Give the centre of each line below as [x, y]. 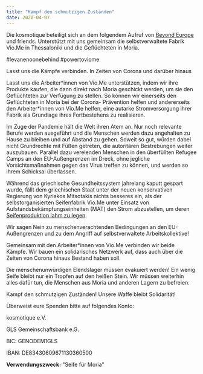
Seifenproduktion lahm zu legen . [47, 215]
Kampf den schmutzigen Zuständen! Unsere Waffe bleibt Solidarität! [91, 294]
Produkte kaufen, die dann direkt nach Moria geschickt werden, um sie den [100, 89]
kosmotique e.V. [26, 317]
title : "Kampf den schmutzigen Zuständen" [60, 12]
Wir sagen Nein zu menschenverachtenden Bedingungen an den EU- [92, 227]
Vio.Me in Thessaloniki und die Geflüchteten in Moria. [73, 47]
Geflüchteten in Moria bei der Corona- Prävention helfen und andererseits [98, 102]
